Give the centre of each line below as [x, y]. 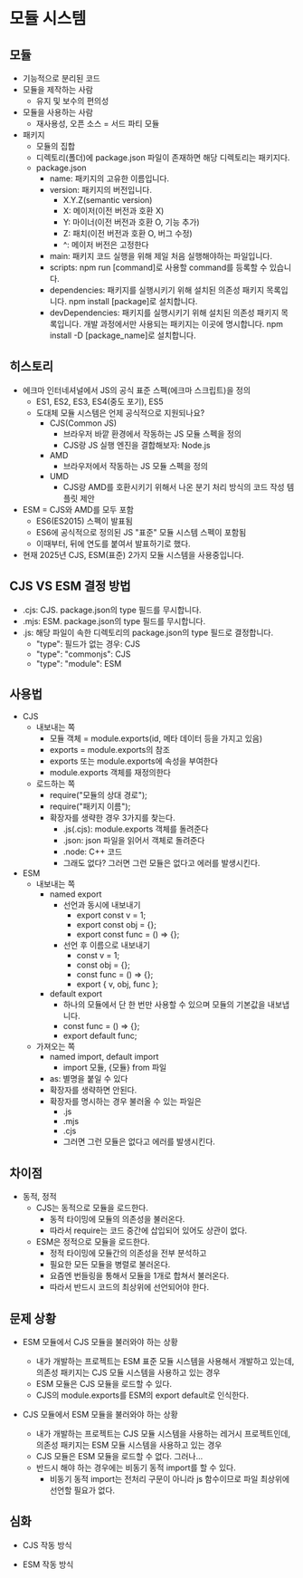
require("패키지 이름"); [90, 806]
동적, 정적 [39, 1197]
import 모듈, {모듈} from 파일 [115, 1068]
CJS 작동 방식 [47, 1544]
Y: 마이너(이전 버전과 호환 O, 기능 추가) [132, 222]
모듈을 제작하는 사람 [57, 90]
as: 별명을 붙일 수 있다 [89, 1079]
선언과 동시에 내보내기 [102, 905]
